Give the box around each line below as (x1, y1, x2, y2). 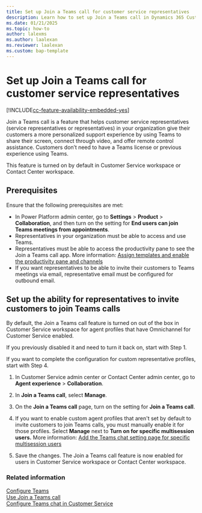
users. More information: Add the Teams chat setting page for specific (14, 434, 191, 442)
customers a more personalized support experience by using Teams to (6, 130, 182, 138)
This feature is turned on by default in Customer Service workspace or (6, 162, 182, 169)
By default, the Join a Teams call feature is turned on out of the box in (6, 320, 179, 327)
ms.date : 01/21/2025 (6, 20, 58, 26)
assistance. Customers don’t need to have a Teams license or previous (6, 144, 182, 151)
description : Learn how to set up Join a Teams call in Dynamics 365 (6, 14, 185, 20)
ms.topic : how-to (6, 25, 50, 32)
